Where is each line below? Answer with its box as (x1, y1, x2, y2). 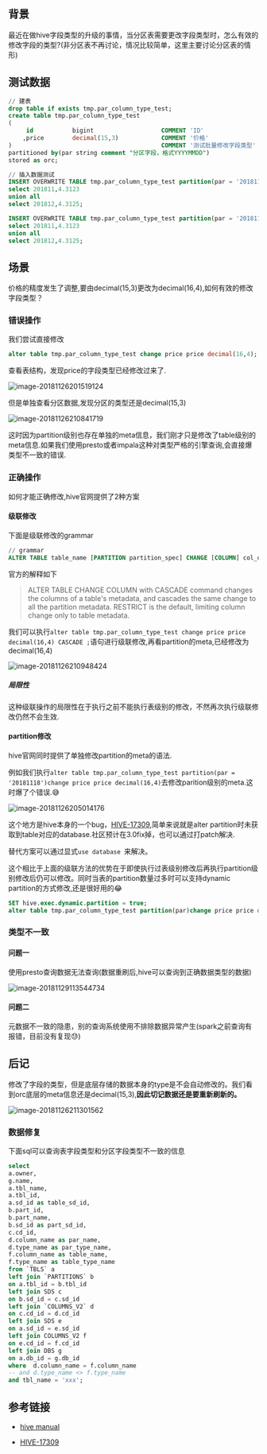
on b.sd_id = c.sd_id (8, 1295, 80, 1303)
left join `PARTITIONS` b (8, 1273, 94, 1281)
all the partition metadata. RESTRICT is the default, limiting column (27, 602, 246, 611)
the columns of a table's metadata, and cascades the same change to (27, 593, 257, 603)
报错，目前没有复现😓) (8, 1031, 81, 1041)
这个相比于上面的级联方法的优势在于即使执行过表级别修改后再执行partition (8, 863, 252, 873)
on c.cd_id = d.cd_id (8, 1310, 80, 1318)
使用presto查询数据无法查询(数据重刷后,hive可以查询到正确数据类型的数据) (8, 967, 252, 976)
